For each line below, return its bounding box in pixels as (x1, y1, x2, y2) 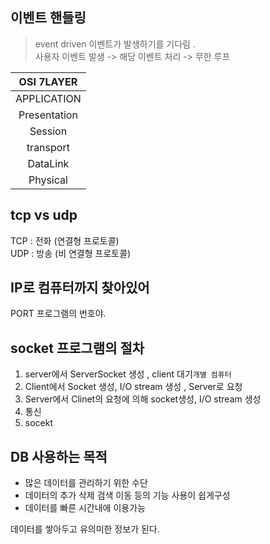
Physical (28, 173, 68, 187)
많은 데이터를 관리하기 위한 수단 (24, 477, 148, 489)
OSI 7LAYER (18, 74, 78, 88)
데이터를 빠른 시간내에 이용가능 (24, 502, 146, 514)
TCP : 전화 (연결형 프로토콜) (10, 234, 120, 247)
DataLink (27, 156, 70, 170)
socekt (24, 417, 54, 429)
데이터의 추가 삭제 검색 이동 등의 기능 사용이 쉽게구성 (24, 489, 231, 502)
